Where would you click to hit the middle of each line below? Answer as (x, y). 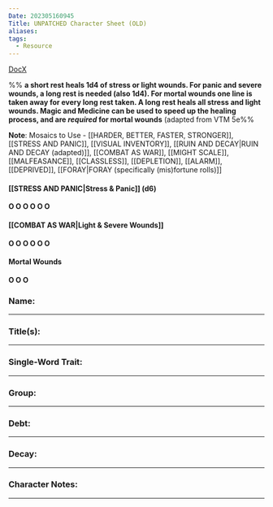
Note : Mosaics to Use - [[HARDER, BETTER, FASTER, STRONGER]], (121, 136)
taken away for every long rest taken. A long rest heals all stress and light (135, 102)
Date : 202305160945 (41, 16)
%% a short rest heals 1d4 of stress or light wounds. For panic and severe (135, 85)
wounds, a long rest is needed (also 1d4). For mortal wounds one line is (130, 93)
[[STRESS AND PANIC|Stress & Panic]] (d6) (82, 188)
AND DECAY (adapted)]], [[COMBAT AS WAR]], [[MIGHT (103, 153)
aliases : (23, 31)
